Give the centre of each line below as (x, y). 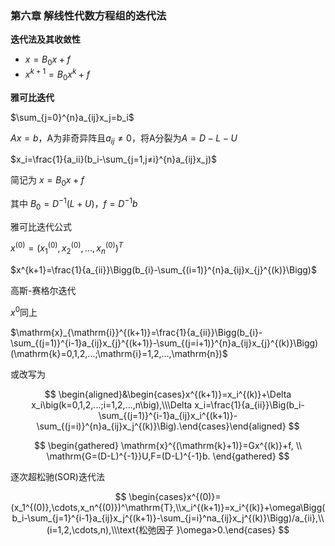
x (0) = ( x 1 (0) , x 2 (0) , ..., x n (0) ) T (67, 248)
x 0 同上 (24, 311)
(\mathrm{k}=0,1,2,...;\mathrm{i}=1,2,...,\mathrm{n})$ (119, 353)
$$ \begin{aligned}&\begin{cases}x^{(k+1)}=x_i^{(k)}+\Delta (168, 394)
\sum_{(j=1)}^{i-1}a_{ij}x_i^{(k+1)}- (168, 415)
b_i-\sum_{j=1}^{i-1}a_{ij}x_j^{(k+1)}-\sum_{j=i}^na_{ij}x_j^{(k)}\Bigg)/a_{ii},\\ (168, 518)
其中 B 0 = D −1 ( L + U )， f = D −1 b (74, 204)
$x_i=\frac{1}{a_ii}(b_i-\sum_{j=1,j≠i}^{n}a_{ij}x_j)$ (113, 159)
